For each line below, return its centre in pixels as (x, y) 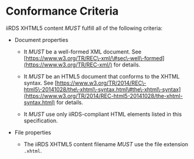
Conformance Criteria (62, 11)
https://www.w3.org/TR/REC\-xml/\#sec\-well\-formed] (95, 58)
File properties (33, 132)
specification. (41, 121)
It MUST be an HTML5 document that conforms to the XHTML (102, 76)
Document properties (41, 40)
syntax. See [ (40, 83)
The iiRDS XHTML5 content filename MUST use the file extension (106, 144)
